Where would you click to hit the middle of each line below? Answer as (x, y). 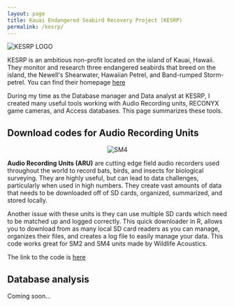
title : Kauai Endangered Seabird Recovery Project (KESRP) (95, 20)
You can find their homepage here (76, 83)
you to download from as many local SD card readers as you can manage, (114, 229)
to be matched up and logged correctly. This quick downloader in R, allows (115, 222)
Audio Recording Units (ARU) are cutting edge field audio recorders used (114, 163)
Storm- (214, 75)
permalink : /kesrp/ (36, 27)
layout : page (26, 14)
